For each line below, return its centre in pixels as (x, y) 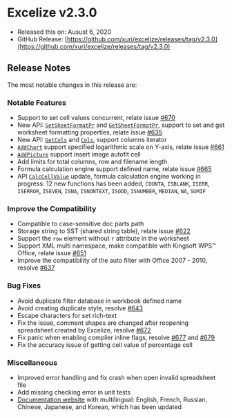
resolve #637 (36, 268)
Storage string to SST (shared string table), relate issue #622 (104, 231)
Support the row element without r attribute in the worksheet (103, 239)
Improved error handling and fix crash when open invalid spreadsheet (116, 377)
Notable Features (37, 103)
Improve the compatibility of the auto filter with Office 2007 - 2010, (112, 261)
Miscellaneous (32, 362)
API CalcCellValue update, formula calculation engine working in (109, 177)
